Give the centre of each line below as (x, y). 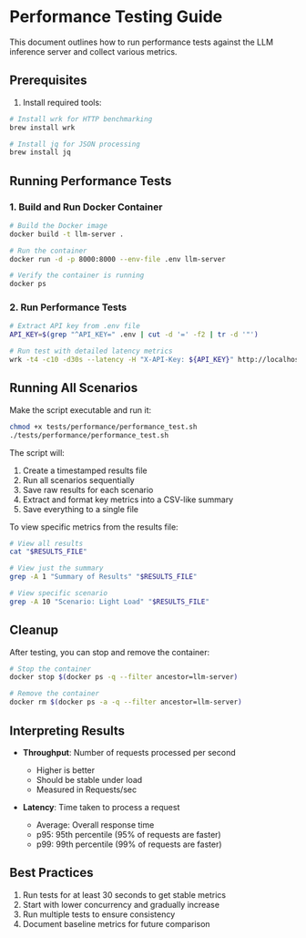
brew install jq (40, 152)
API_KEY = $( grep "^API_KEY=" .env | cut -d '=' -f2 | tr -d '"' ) (134, 335)
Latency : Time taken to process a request (101, 807)
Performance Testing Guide (116, 17)
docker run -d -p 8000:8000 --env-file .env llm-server (117, 259)
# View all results (46, 543)
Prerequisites (48, 81)
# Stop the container (51, 669)
